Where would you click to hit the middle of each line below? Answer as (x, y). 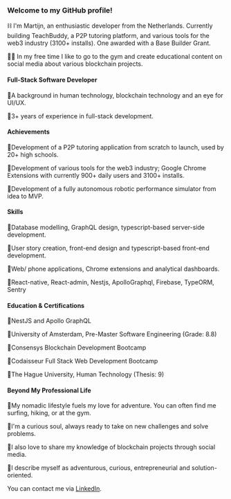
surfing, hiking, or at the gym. (49, 413)
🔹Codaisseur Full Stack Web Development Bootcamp (83, 361)
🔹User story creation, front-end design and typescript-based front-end (108, 248)
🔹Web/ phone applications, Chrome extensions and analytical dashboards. (113, 269)
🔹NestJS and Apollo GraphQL (49, 321)
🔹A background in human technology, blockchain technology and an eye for (115, 95)
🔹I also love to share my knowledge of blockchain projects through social (111, 447)
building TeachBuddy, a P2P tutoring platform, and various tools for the (108, 36)
